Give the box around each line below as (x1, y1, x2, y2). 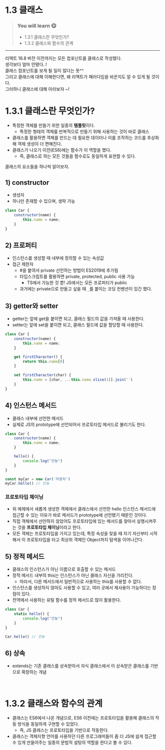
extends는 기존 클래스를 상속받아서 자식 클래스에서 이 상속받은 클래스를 (12, 663, 149, 669)
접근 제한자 (12, 261, 34, 267)
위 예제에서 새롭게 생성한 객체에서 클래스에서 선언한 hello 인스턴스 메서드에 (12, 506, 156, 512)
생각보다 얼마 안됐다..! (5, 62, 47, 67)
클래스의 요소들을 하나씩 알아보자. (5, 163, 70, 170)
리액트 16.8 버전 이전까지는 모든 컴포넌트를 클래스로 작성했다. (5, 55, 122, 62)
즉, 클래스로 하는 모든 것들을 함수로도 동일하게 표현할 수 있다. (19, 153, 136, 159)
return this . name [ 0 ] (23, 359, 65, 364)
